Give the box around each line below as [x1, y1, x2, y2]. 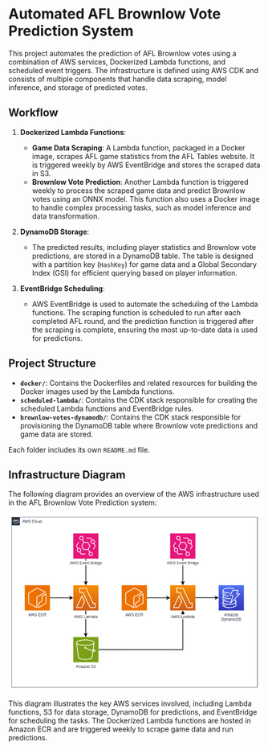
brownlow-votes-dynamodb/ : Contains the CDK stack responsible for [19, 412, 242, 422]
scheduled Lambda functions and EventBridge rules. [19, 404, 194, 413]
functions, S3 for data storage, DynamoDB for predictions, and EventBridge [8, 707, 258, 717]
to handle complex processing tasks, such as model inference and [31, 203, 251, 212]
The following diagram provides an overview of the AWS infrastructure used [8, 490, 259, 499]
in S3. [31, 168, 51, 178]
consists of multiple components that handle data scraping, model [8, 74, 227, 84]
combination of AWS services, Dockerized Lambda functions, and [8, 57, 226, 67]
